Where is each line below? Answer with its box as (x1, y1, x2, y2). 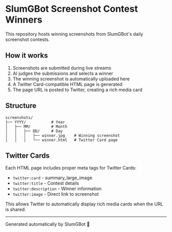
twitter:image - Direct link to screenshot (12, 191, 99, 197)
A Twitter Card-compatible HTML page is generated (12, 81, 123, 87)
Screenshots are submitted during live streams (12, 65, 112, 71)
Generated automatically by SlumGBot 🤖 (5, 221, 90, 227)
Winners (5, 14, 42, 26)
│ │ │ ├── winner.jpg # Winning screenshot (5, 133, 120, 138)
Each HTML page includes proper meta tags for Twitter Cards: (5, 165, 137, 171)
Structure (5, 101, 37, 110)
